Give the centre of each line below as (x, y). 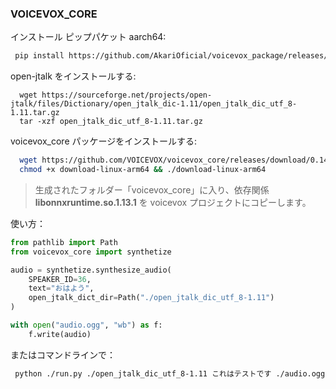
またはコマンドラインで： (63, 354)
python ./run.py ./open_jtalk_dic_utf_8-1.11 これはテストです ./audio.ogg (170, 373)
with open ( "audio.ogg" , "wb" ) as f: (86, 325)
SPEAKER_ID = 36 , (60, 279)
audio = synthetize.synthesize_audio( (91, 270)
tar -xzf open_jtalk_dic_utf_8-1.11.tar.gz (111, 122)
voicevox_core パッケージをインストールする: (103, 141)
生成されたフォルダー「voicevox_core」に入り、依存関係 (152, 189)
